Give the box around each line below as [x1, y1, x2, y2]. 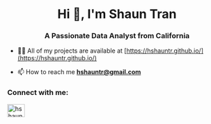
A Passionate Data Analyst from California [44, 31, 190, 41]
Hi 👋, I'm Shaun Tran [57, 6, 177, 22]
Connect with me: [7, 88, 69, 98]
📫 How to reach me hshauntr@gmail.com [17, 68, 141, 76]
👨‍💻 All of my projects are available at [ [17, 46, 127, 55]
